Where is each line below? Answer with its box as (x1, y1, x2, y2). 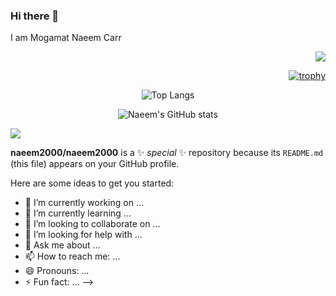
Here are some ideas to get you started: (10, 177, 175, 189)
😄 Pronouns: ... (24, 265, 90, 277)
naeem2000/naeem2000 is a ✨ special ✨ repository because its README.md (10, 147, 324, 159)
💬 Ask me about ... (24, 239, 101, 251)
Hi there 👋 (10, 9, 60, 23)
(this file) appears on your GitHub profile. (10, 158, 180, 170)
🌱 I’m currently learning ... (24, 207, 132, 219)
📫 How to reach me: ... (24, 250, 121, 263)
